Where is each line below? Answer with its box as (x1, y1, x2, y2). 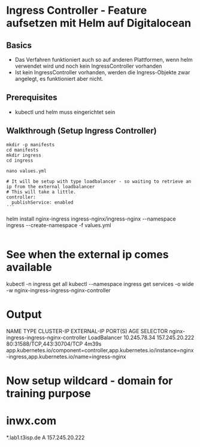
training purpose (6, 386, 91, 400)
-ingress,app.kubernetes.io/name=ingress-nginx (6, 353, 126, 360)
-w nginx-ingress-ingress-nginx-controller (6, 286, 111, 294)
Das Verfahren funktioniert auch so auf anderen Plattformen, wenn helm (14, 56, 193, 63)
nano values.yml (6, 168, 47, 174)
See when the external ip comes (6, 247, 169, 261)
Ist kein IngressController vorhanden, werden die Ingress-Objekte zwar (14, 69, 190, 75)
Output (6, 307, 42, 321)
